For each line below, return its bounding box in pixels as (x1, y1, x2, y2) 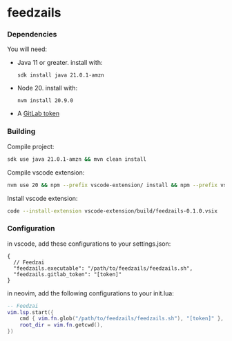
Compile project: (7, 142, 55, 150)
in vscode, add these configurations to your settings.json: (7, 240, 171, 248)
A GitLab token (17, 109, 60, 118)
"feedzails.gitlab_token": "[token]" (13, 271, 122, 277)
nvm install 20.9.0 (17, 97, 74, 104)
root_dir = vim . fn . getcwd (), (19, 322, 104, 329)
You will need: (7, 45, 47, 53)
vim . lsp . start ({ (7, 309, 54, 315)
